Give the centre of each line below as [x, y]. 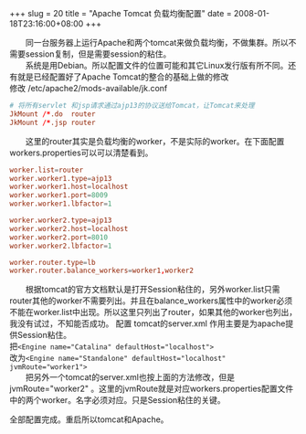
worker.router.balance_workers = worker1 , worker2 [102, 271]
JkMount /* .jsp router [53, 122]
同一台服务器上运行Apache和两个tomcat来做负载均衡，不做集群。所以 [158, 42]
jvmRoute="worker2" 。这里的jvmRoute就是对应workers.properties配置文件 [152, 389]
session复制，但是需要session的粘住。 [98, 54]
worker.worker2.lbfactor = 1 [61, 246]
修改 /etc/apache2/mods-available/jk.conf [89, 88]
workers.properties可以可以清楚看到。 [81, 153]
